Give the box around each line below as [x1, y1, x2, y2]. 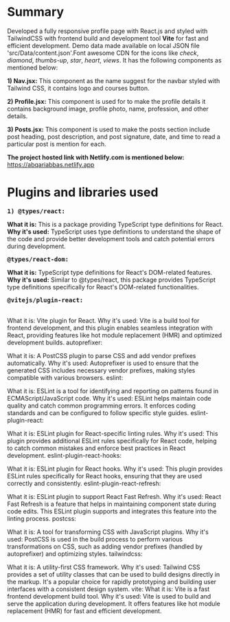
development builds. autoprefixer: [7, 338, 103, 346]
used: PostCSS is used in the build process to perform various [7, 535, 183, 543]
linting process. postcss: [7, 514, 77, 522]
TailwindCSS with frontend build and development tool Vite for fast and [7, 34, 209, 42]
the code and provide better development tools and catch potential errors [7, 234, 215, 243]
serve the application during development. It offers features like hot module [7, 599, 221, 608]
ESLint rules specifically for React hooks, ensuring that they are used [7, 471, 203, 480]
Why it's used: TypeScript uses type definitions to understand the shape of [7, 227, 221, 236]
